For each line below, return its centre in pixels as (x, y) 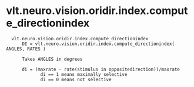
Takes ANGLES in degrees (52, 59)
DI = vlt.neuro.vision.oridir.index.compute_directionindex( (98, 44)
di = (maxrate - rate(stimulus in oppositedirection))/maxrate (101, 69)
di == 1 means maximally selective (84, 74)
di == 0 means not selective (76, 79)
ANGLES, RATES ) (26, 49)
